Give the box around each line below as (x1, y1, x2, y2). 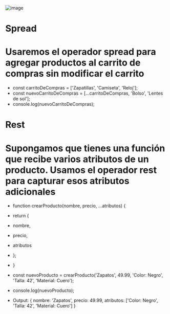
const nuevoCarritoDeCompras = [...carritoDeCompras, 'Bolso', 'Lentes (12, 90, 163, 97)
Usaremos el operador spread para (5, 46, 156, 58)
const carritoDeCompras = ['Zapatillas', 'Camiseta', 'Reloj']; (12, 85, 138, 91)
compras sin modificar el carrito (5, 68, 144, 79)
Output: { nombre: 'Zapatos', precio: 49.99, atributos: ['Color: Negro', (12, 297, 158, 304)
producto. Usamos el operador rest (5, 164, 157, 176)
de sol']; (12, 96, 31, 102)
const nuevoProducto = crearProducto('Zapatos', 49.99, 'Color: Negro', (12, 272, 163, 278)
